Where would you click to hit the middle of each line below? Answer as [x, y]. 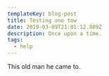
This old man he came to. [44, 66]
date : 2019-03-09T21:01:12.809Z [54, 27]
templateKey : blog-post [42, 14]
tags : [15, 40]
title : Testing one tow [42, 20]
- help [23, 46]
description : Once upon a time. [54, 33]
